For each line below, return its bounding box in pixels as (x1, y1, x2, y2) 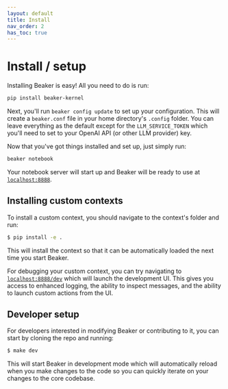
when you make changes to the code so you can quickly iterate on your (7, 367, 209, 375)
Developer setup (7, 309, 80, 320)
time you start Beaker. (7, 253, 69, 261)
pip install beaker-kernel (7, 95, 84, 102)
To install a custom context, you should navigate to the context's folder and (7, 213, 220, 222)
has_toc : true (7, 29, 48, 36)
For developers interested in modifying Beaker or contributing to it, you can (7, 327, 219, 335)
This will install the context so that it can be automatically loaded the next (7, 246, 214, 255)
